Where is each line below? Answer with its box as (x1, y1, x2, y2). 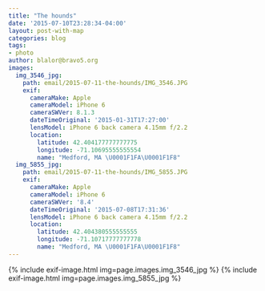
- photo (8, 49, 34, 57)
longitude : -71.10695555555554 (37, 146, 142, 154)
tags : (8, 42, 26, 50)
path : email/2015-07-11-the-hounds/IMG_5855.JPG (22, 168, 188, 176)
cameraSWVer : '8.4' (29, 198, 94, 206)
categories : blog (8, 34, 66, 42)
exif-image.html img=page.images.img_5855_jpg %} (8, 273, 182, 283)
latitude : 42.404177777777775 (37, 138, 138, 147)
